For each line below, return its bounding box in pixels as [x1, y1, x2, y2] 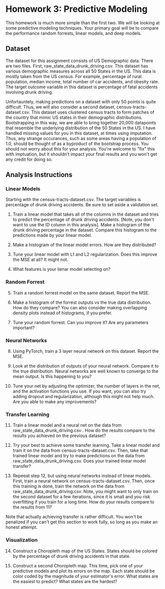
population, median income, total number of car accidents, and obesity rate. [5, 78, 159, 84]
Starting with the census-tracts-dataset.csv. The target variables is [5, 196, 141, 203]
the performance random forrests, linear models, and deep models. [5, 30, 142, 36]
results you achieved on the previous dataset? [12, 433, 106, 439]
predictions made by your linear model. [12, 232, 92, 238]
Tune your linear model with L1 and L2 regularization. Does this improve [12, 252, 158, 258]
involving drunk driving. [5, 89, 54, 95]
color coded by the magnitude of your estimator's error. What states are [12, 573, 159, 579]
